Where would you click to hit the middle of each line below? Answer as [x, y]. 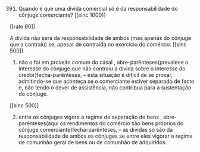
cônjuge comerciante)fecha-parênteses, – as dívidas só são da [96, 130]
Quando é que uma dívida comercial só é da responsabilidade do [98, 9]
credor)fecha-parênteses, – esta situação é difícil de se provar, [96, 75]
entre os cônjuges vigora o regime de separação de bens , [90, 117]
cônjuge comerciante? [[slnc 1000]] [62, 15]
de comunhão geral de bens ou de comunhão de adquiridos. [93, 142]
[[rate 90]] [22, 27]
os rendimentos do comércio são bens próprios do [122, 123]
